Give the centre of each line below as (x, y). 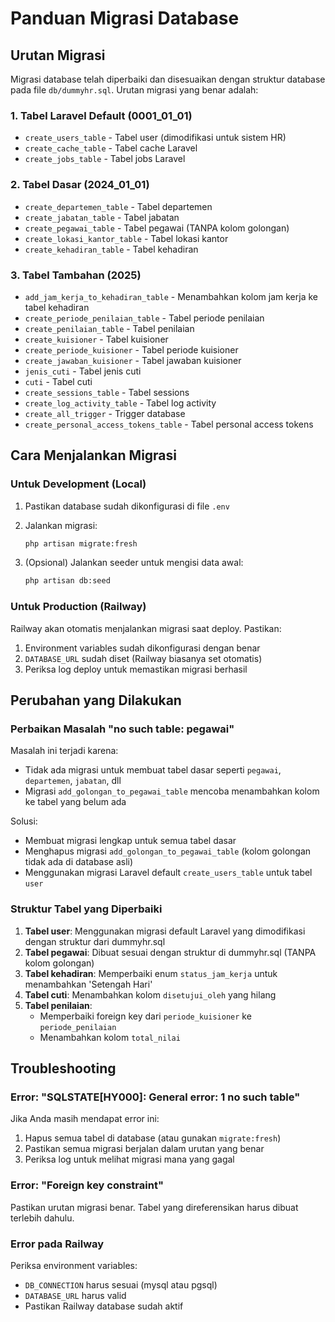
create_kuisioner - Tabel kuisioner (96, 339)
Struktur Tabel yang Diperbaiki (86, 909)
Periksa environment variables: (74, 1265)
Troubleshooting (63, 1068)
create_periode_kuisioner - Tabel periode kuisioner (131, 349)
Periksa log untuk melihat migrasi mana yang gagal (129, 1159)
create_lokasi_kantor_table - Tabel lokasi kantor (126, 238)
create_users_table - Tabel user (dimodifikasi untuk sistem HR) (155, 138)
